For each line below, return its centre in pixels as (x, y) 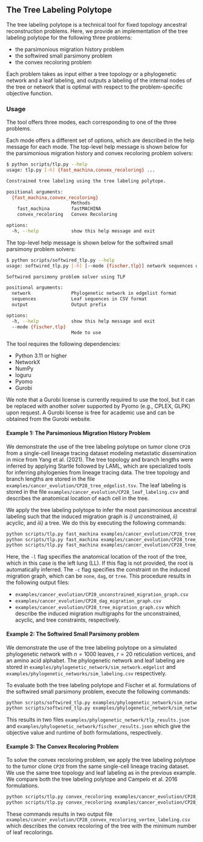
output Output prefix (59, 305)
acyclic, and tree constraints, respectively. (68, 620)
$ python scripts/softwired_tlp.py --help (60, 260)
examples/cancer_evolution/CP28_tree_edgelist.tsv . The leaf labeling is (96, 485)
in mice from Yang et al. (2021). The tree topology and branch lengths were (100, 459)
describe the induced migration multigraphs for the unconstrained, (98, 614)
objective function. (30, 93)
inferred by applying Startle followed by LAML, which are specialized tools (99, 466)
